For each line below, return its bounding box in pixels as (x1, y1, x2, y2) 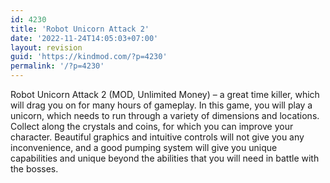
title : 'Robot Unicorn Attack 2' (10, 24, 150, 34)
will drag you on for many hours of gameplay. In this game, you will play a (10, 99, 313, 111)
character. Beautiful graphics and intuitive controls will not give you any (10, 131, 305, 143)
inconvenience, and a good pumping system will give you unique (10, 142, 278, 153)
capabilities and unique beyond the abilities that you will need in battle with (10, 152, 320, 164)
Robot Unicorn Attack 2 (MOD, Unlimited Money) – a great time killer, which (10, 89, 320, 100)
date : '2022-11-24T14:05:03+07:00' (10, 33, 159, 43)
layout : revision (10, 42, 83, 53)
